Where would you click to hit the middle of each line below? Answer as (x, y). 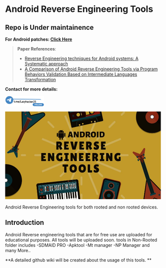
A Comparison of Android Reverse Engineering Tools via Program (91, 69)
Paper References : (37, 49)
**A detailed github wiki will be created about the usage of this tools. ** (78, 260)
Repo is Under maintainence (49, 27)
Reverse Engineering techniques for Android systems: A (82, 58)
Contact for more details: (31, 89)
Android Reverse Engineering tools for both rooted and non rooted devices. (82, 207)
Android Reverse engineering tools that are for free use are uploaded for (79, 234)
